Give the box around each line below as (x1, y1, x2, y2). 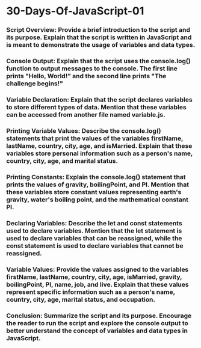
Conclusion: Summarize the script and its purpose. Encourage (6, 311, 192, 320)
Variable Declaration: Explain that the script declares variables (6, 95, 193, 103)
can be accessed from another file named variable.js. (6, 110, 165, 118)
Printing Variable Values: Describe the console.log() (6, 126, 161, 135)
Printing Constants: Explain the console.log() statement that (6, 172, 186, 181)
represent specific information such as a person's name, (6, 287, 176, 296)
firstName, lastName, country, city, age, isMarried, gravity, (6, 272, 182, 281)
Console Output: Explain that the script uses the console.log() (6, 57, 191, 66)
